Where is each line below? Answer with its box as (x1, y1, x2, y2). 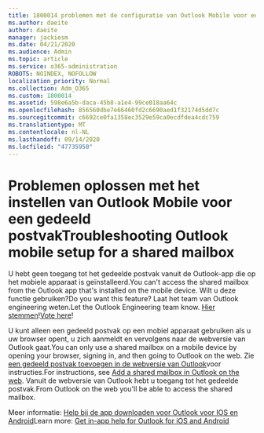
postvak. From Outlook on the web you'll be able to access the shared (8, 384, 233, 394)
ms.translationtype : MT (8, 121, 86, 129)
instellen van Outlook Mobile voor (8, 193, 233, 211)
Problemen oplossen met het (8, 176, 200, 195)
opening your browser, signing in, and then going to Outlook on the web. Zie (8, 351, 255, 361)
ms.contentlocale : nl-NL (8, 128, 90, 136)
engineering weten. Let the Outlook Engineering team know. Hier (8, 303, 216, 312)
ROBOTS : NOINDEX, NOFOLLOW (8, 70, 97, 78)
